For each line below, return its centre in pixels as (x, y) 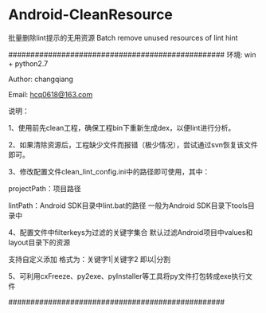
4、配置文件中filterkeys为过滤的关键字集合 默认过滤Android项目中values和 (131, 232)
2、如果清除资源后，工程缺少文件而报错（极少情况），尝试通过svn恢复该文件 (133, 144)
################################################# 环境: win (132, 54)
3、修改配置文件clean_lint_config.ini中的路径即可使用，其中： (109, 171)
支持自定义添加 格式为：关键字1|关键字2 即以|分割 (90, 259)
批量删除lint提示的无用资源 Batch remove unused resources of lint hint (123, 37)
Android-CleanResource (91, 15)
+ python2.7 (28, 63)
